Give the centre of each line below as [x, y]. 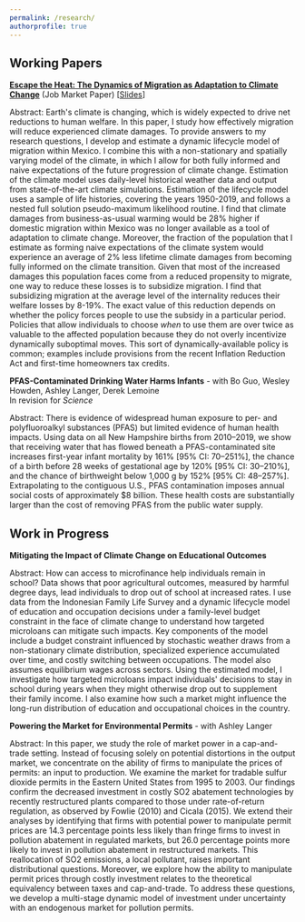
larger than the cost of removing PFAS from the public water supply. [136, 505]
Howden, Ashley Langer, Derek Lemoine [84, 391]
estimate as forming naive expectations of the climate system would [137, 247]
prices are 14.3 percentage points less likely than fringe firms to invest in [145, 831]
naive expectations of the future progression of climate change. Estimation [149, 170]
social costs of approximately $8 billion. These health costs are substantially [152, 496]
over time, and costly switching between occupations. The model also [140, 660]
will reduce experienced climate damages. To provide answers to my [138, 132]
